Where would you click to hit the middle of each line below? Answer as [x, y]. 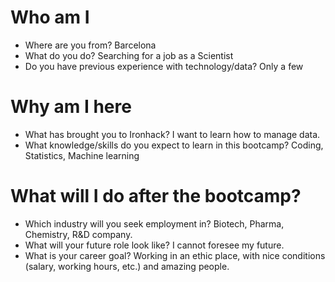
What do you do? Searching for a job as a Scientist [129, 55]
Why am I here [71, 107]
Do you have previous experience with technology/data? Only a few [164, 66]
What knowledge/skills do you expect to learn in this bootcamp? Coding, [174, 145]
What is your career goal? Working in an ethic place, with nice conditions [175, 255]
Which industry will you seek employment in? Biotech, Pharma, [154, 223]
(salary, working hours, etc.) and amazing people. [127, 266]
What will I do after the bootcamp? [156, 196]
